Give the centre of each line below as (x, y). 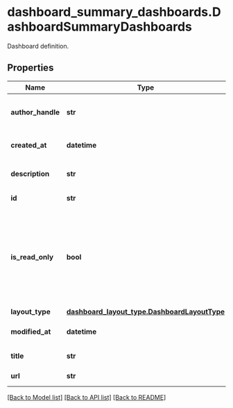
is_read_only (32, 257)
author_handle (35, 112)
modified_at (31, 332)
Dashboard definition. (38, 46)
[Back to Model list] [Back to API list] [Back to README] (87, 397)
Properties (31, 68)
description (30, 173)
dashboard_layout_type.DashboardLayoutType (146, 312)
